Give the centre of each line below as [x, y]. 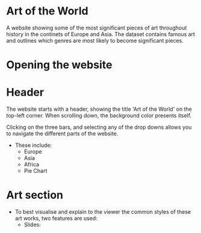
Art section [35, 195]
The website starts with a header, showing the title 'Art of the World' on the [99, 109]
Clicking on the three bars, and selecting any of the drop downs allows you [99, 127]
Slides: [32, 225]
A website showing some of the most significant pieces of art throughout [97, 28]
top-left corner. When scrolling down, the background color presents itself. [99, 116]
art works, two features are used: [56, 218]
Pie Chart [36, 171]
